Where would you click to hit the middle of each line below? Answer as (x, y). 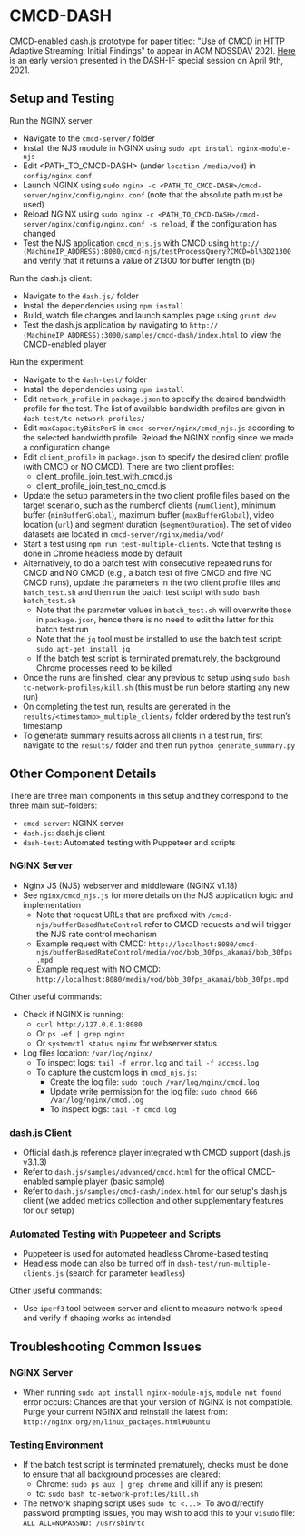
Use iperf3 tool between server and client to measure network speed (152, 1309)
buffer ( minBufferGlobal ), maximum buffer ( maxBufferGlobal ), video (148, 514)
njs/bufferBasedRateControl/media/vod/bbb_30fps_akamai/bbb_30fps (164, 952)
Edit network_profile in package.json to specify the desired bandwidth (154, 399)
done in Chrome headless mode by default (102, 553)
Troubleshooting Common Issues (105, 1346)
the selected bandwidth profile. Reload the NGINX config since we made (158, 437)
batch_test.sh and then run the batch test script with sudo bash (141, 591)
